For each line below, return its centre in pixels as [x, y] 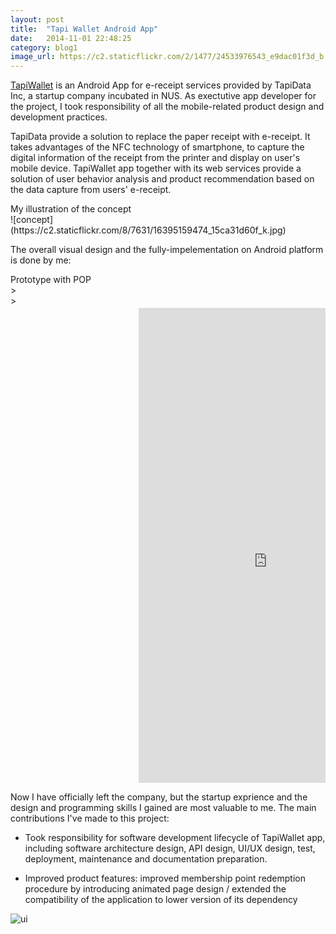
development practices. [59, 117]
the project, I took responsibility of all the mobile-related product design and [167, 107]
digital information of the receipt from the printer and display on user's [155, 158]
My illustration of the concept [71, 209]
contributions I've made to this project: [90, 818]
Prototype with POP [51, 280]
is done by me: [41, 260]
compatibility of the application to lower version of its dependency [161, 900]
